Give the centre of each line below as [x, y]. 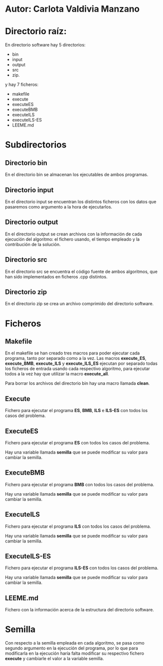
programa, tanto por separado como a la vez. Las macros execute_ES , [76, 358]
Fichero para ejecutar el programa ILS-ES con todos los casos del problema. [82, 568]
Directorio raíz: [36, 31]
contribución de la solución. [33, 244]
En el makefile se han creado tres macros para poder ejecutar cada [72, 353]
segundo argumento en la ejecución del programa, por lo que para [72, 648]
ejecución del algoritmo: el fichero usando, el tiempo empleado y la [72, 239]
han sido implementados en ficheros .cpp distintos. [56, 276]
